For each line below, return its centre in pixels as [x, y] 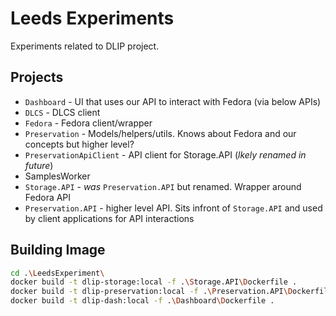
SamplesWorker [57, 176]
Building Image [58, 250]
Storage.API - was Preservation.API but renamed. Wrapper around [163, 186]
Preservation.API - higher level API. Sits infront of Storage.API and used [173, 208]
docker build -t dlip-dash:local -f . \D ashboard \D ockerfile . [142, 301]
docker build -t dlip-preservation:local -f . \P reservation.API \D [151, 292]
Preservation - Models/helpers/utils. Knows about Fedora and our [160, 133]
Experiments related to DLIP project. [85, 46]
